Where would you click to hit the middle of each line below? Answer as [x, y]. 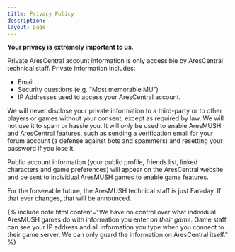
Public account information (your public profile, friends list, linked [103, 162]
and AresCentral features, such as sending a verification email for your [110, 133]
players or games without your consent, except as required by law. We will [116, 118]
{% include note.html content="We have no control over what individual [111, 212]
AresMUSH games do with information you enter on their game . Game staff [117, 219]
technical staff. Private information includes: [71, 69]
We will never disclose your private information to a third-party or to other [115, 111]
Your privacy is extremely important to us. [71, 47]
